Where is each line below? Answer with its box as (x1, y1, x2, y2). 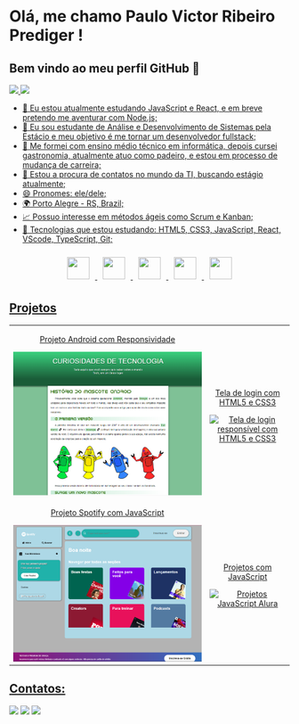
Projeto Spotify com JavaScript (50, 507, 165, 518)
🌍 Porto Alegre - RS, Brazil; (21, 198, 125, 209)
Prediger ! (9, 25, 84, 45)
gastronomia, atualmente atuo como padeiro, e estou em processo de (21, 150, 279, 160)
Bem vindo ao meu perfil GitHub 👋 (9, 61, 200, 76)
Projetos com (223, 562, 272, 572)
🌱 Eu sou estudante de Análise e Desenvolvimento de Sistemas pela (21, 122, 271, 132)
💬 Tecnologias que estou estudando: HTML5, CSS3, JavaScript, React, (21, 225, 282, 234)
